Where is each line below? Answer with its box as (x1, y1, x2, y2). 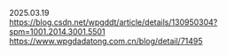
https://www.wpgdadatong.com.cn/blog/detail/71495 (9, 35, 203, 46)
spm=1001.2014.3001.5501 (9, 27, 106, 36)
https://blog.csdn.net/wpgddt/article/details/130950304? (9, 17, 218, 27)
